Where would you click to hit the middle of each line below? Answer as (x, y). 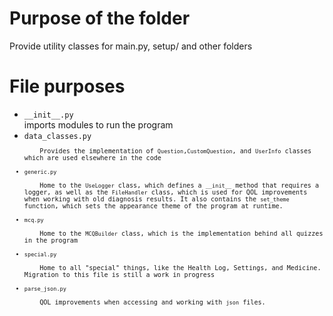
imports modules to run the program (98, 124)
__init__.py (48, 115)
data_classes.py (57, 136)
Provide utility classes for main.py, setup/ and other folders (131, 46)
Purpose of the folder (100, 18)
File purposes (67, 86)
